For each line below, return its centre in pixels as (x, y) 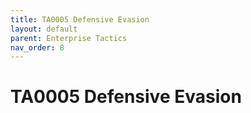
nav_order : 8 (37, 47)
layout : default (44, 29)
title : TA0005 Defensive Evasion (80, 19)
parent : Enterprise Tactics (69, 38)
